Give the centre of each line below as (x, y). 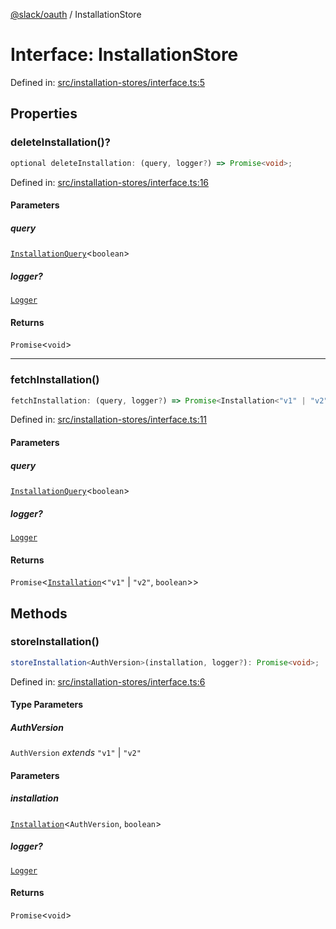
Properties (44, 114)
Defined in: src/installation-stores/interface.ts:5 (107, 82)
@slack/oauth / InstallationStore (76, 14)
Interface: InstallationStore (124, 55)
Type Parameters (47, 705)
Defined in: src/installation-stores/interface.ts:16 (110, 182)
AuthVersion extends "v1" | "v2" (76, 753)
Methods (39, 613)
